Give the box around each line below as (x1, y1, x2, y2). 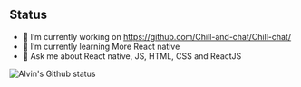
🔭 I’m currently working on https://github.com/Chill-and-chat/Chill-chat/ (22, 31, 292, 42)
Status (9, 7, 48, 23)
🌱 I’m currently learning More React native (22, 41, 180, 52)
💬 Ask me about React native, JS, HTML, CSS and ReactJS (22, 50, 242, 62)
